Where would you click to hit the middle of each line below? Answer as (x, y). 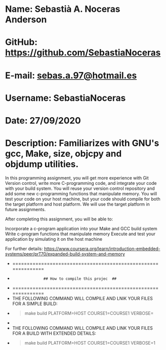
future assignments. (25, 209)
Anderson (26, 20)
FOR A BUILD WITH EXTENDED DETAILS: (54, 333)
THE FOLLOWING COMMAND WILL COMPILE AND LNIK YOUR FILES (83, 298)
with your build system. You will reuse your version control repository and (80, 188)
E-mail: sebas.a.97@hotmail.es (71, 75)
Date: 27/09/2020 (43, 120)
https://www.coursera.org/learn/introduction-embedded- (102, 249)
